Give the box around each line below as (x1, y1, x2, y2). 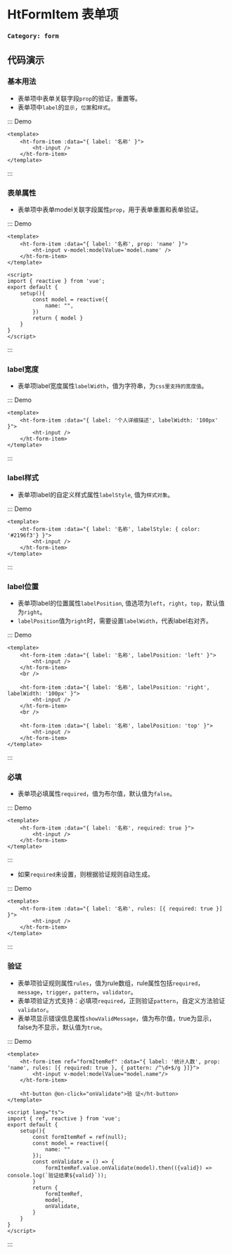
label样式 (7, 473, 39, 483)
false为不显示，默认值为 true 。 (17, 1023, 107, 1031)
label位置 (7, 581, 39, 591)
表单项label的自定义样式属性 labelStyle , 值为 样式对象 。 (17, 490, 174, 499)
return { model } (32, 315, 83, 322)
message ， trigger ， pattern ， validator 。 (17, 987, 137, 996)
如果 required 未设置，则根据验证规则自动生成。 (17, 870, 155, 879)
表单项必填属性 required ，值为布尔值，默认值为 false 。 (17, 789, 176, 798)
